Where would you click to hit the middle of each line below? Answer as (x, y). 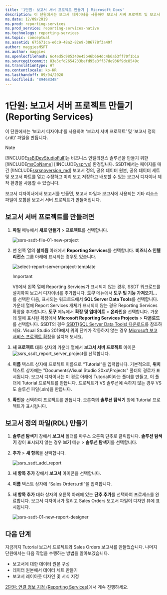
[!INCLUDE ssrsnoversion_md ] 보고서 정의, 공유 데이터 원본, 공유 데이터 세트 (85, 170)
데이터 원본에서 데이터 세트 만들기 (45, 570)
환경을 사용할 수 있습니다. (35, 182)
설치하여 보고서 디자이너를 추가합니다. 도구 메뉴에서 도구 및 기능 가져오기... (85, 292)
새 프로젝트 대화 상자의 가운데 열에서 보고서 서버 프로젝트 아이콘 (74, 347)
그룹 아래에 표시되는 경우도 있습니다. (61, 256)
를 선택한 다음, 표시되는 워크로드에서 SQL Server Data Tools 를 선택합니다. (85, 299)
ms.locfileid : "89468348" (32, 79)
